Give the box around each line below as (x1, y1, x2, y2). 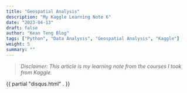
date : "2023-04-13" (6, 19, 54, 25)
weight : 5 (6, 42, 30, 47)
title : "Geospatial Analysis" (6, 8, 80, 15)
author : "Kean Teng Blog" (6, 30, 69, 36)
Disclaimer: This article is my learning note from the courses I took (20, 63, 182, 70)
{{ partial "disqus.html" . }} (6, 80, 70, 87)
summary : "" (6, 47, 35, 53)
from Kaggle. (20, 68, 52, 76)
